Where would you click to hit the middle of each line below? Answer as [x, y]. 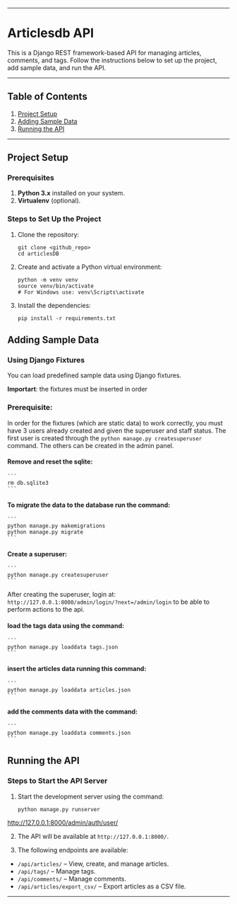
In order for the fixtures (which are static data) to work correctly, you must [115, 423]
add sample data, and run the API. [57, 67]
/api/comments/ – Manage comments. [72, 879]
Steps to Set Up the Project [54, 219]
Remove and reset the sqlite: [50, 462]
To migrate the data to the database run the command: [89, 505]
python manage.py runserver [59, 809]
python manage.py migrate [45, 532]
